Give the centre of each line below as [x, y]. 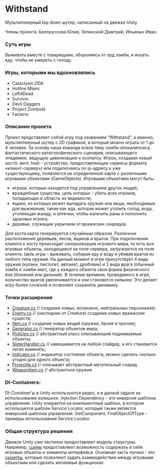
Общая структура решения [39, 431]
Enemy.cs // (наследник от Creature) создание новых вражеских [78, 313]
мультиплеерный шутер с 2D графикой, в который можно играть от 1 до [80, 142]
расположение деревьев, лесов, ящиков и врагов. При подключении [77, 238]
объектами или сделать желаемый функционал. [55, 462]
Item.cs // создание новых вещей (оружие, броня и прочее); [74, 324]
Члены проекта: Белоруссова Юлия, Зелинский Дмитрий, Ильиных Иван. [81, 32]
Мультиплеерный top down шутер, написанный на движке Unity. [72, 22]
